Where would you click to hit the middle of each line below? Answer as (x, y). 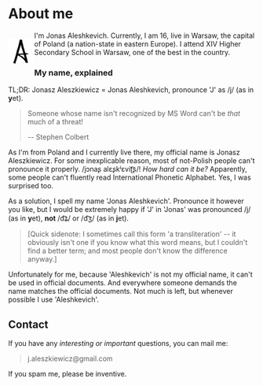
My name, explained (74, 72)
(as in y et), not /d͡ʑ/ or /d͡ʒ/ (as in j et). (69, 218)
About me (41, 14)
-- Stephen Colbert (58, 137)
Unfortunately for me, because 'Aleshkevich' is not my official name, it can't (130, 275)
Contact (28, 324)
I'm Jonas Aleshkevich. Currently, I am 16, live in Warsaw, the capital (144, 35)
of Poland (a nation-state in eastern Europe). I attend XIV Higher (138, 43)
